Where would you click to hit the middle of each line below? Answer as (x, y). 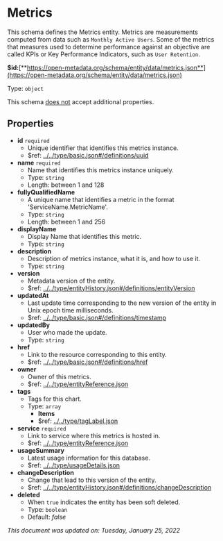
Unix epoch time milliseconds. (70, 310)
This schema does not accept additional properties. (81, 101)
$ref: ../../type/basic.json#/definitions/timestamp (97, 317)
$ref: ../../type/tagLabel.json (78, 421)
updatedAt (33, 295)
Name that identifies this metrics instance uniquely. (101, 170)
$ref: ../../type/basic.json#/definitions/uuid (88, 155)
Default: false (47, 517)
